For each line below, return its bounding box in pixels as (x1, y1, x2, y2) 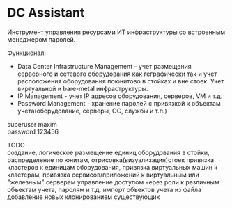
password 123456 (7, 127, 59, 136)
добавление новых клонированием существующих (7, 193, 160, 201)
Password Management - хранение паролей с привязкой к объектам (17, 99, 221, 107)
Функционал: (7, 49, 47, 57)
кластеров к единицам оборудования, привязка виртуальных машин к (7, 163, 218, 171)
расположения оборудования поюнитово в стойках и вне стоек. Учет (17, 77, 224, 85)
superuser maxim (7, 120, 58, 128)
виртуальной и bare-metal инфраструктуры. (17, 84, 148, 93)
